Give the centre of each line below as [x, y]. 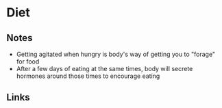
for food [28, 62]
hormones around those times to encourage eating [88, 76]
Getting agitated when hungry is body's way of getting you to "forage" [116, 54]
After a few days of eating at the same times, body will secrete [104, 69]
